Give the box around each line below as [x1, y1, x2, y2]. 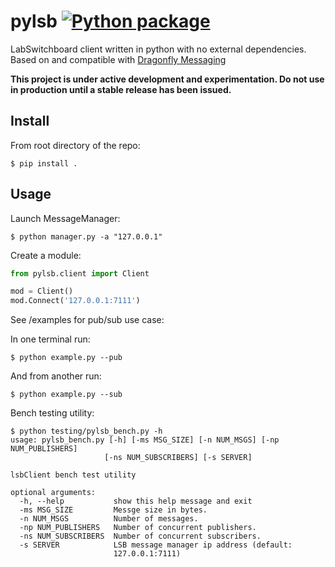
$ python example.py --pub [10, 353, 123, 363]
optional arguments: [10, 488, 97, 498]
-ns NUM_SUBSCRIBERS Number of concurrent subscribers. [19, 531, 262, 542]
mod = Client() [10, 286, 74, 297]
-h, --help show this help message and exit [19, 496, 253, 507]
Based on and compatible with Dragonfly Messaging [10, 53, 227, 65]
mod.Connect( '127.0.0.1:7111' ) [10, 296, 141, 306]
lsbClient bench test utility [10, 470, 137, 480]
